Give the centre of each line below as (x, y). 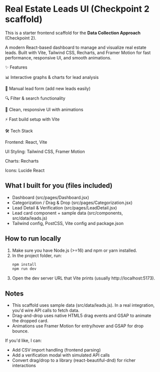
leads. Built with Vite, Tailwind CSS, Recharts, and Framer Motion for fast (78, 53)
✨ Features (16, 67)
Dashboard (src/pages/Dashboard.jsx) (51, 197)
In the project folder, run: (37, 255)
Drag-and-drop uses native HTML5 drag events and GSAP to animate (82, 316)
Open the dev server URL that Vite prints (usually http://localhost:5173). (84, 278)
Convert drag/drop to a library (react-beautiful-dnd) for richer (74, 360)
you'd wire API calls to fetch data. (46, 311)
